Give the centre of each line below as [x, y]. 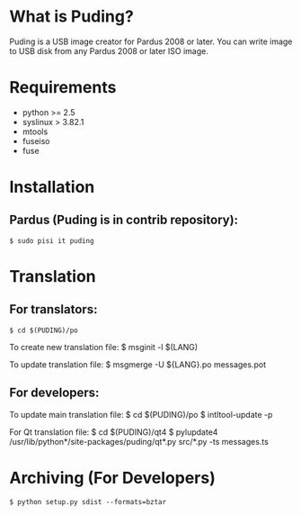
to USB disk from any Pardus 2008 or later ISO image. [109, 50]
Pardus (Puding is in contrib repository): [124, 220]
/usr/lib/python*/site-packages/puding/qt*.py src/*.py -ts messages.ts [139, 441]
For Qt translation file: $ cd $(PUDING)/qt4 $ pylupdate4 [114, 432]
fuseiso [36, 140]
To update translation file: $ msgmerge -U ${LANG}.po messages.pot [138, 364]
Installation [52, 187]
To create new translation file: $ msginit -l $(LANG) [104, 347]
